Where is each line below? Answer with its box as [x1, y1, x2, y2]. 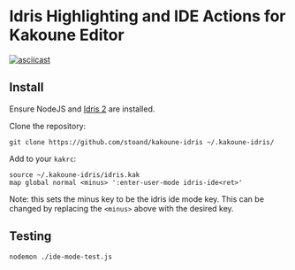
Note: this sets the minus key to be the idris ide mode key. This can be [9, 193, 265, 204]
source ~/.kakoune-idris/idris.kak [9, 170, 140, 179]
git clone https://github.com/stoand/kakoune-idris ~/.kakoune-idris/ [9, 137, 275, 147]
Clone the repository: [9, 120, 87, 131]
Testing [9, 228, 52, 244]
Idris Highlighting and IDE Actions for [9, 6, 286, 27]
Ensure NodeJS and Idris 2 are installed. [9, 104, 155, 114]
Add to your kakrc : [9, 153, 77, 164]
